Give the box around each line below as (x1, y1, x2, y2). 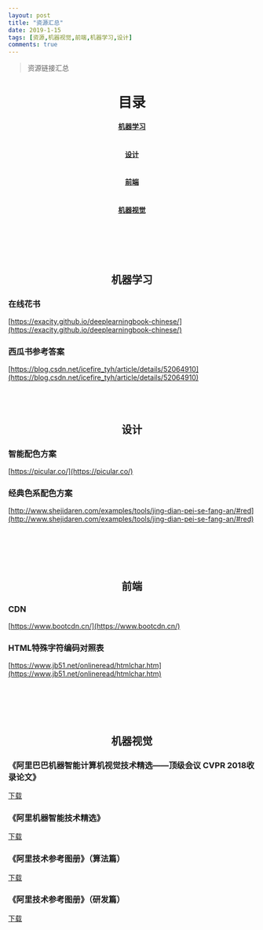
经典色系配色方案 (8, 487, 73, 498)
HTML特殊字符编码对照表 (8, 642, 104, 653)
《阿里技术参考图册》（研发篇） (8, 894, 126, 905)
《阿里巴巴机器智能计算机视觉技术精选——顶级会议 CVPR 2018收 (8, 759, 255, 770)
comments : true (8, 41, 58, 49)
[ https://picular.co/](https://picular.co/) (8, 466, 133, 476)
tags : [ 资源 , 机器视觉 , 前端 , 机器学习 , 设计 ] (8, 33, 133, 42)
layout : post (8, 11, 51, 20)
